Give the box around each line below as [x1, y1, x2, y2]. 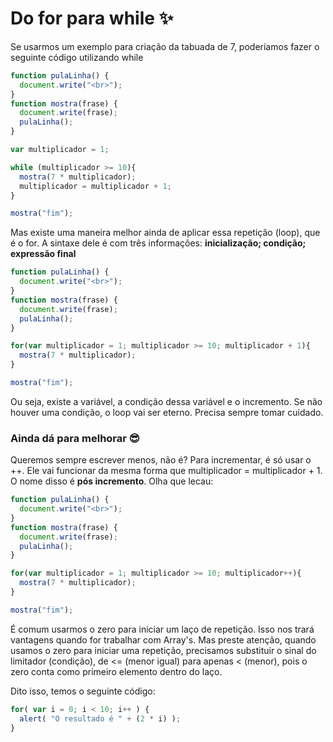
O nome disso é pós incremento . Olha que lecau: [10, 475, 214, 487]
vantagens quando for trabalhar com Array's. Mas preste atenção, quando [10, 633, 317, 646]
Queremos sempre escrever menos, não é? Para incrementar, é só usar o [10, 454, 312, 466]
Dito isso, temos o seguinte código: [10, 685, 156, 697]
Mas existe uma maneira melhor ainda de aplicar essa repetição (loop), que [10, 227, 321, 239]
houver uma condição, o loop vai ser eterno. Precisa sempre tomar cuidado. [10, 406, 324, 418]
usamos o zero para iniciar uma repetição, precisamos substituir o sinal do [10, 644, 317, 656]
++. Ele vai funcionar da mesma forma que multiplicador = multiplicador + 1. [10, 465, 323, 477]
